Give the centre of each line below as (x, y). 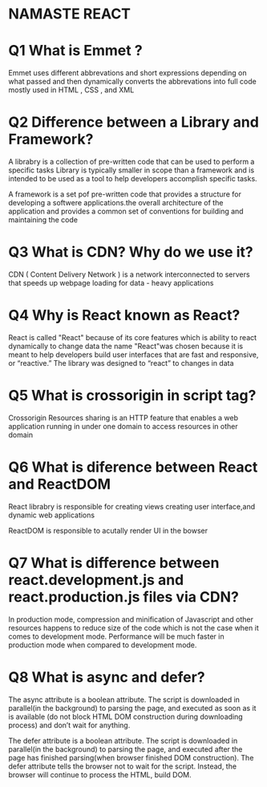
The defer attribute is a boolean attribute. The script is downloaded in (123, 740)
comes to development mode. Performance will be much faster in (116, 636)
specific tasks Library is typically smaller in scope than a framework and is (131, 170)
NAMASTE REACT (69, 14)
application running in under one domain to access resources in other (123, 426)
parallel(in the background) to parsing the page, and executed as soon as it (132, 708)
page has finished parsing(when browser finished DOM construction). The (131, 757)
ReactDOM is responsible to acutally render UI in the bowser (108, 530)
